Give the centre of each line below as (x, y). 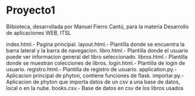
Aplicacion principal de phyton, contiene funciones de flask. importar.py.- (95, 75)
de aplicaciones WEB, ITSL (39, 32)
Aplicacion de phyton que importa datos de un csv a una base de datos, (93, 82)
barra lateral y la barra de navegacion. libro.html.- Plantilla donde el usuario (97, 50)
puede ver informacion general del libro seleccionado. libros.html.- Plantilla (97, 57)
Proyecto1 (31, 10)
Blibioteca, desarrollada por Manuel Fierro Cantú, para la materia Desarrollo (97, 27)
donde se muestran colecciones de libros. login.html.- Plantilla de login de (96, 63)
